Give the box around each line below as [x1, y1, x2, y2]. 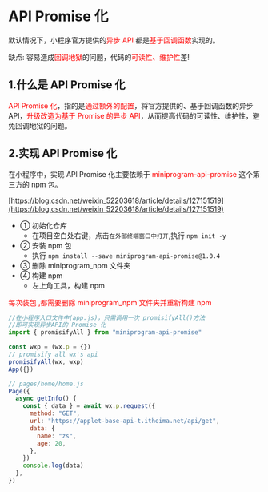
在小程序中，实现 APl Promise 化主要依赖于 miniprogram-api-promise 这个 [8, 169, 254, 179]
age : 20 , [37, 439, 66, 447]
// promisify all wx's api [8, 350, 98, 359]
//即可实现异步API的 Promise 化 [8, 321, 106, 329]
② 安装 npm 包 [19, 240, 72, 250]
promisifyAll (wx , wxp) [8, 357, 84, 365]
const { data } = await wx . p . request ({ [22, 402, 156, 410]
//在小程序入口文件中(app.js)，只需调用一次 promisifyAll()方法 [8, 313, 206, 321]
